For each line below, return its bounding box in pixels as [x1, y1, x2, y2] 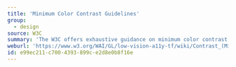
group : [7, 17, 27, 24]
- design [13, 23, 39, 30]
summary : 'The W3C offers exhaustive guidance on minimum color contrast [7, 36, 228, 43]
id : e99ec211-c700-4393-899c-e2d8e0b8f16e [7, 50, 133, 57]
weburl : [7, 43, 30, 50]
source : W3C [7, 29, 42, 37]
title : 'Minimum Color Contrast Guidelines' [7, 10, 140, 17]
